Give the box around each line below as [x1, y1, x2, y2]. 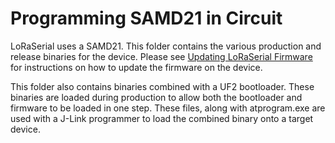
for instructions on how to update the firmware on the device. [10, 61, 263, 73]
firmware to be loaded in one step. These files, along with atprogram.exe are [10, 102, 326, 114]
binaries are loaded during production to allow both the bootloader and [10, 91, 303, 103]
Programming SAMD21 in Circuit [10, 7, 283, 30]
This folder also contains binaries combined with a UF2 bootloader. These [10, 80, 315, 92]
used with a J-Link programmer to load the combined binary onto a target [10, 112, 314, 124]
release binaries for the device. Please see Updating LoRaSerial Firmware [10, 50, 313, 62]
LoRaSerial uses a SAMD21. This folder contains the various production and [10, 40, 322, 52]
